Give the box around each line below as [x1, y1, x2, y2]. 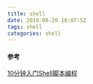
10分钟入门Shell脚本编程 [7, 69, 77, 78]
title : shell [7, 10, 46, 17]
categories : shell [7, 29, 61, 37]
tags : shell [7, 23, 42, 30]
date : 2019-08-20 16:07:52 [7, 17, 87, 24]
